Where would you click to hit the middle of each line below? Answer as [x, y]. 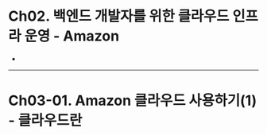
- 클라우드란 [45, 121]
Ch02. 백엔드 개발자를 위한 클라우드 [119, 16]
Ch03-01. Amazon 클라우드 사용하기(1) [133, 101]
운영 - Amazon [72, 36]
